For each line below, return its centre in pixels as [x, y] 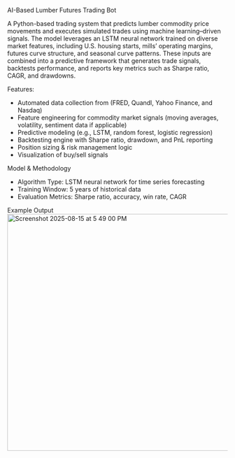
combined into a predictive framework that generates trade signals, [104, 61]
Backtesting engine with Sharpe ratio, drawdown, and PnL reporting [115, 140]
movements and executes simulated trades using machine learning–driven [114, 31]
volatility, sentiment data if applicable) [72, 125]
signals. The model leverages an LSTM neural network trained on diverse [113, 38]
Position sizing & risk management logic [75, 147]
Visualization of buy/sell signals [63, 155]
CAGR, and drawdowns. [41, 76]
